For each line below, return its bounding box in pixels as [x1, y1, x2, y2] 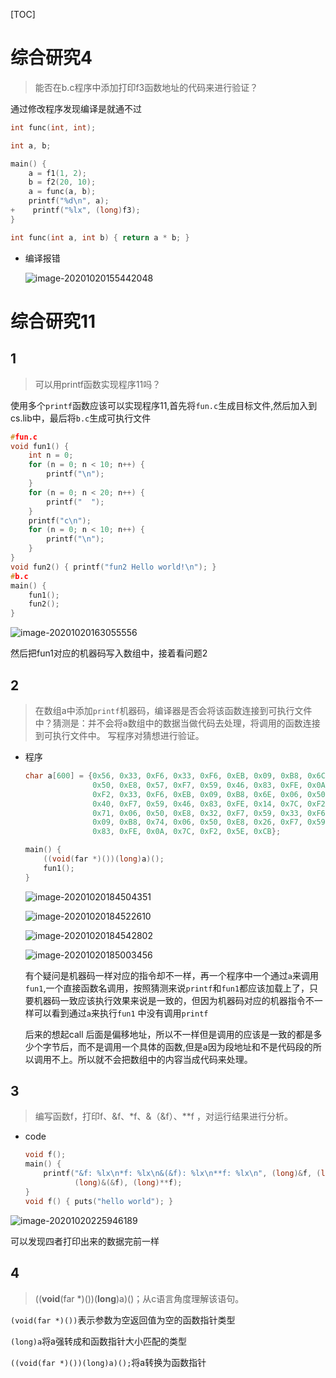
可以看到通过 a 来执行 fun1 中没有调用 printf [33, 1007, 209, 1019]
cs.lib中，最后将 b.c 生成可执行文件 [10, 412, 152, 424]
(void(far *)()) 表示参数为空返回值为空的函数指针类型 [10, 1314, 236, 1326]
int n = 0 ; [28, 450, 74, 461]
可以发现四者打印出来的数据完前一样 [10, 1235, 160, 1247]
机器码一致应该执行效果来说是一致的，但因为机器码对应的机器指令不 [33, 994, 315, 1006]
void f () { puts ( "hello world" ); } [24, 1196, 174, 1206]
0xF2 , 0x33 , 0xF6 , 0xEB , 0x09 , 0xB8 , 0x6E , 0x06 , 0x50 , [92, 789, 330, 799]
